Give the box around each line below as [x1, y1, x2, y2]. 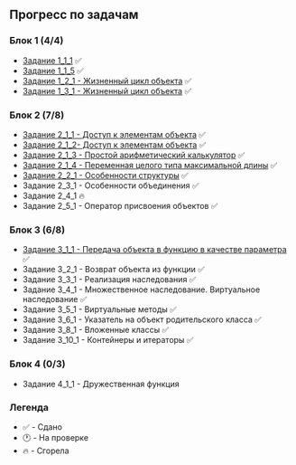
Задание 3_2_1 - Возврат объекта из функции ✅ [22, 264, 205, 275]
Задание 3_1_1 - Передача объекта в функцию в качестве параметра [22, 244, 287, 255]
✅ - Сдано [22, 421, 63, 432]
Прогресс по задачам [9, 7, 139, 23]
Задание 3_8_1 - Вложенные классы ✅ [22, 325, 170, 336]
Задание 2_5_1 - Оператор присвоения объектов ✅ [22, 200, 218, 211]
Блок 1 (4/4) [9, 34, 64, 47]
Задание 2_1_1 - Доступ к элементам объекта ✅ [22, 128, 206, 139]
